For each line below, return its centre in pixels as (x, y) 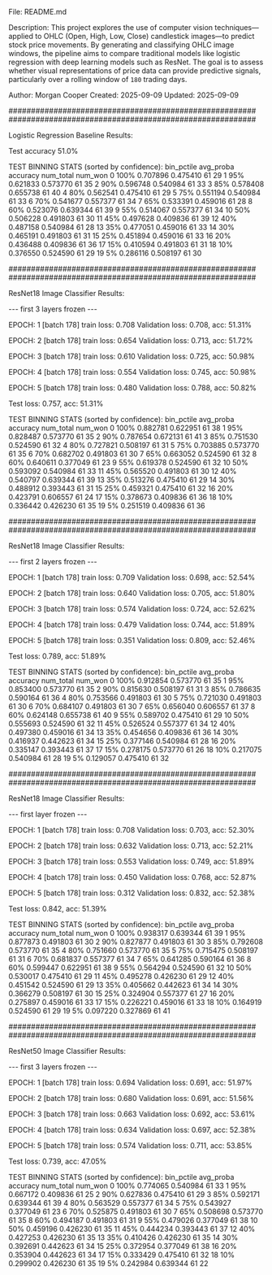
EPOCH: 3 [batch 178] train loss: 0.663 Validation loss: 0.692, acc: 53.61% (132, 1114)
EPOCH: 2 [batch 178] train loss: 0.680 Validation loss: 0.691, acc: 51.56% (131, 1098)
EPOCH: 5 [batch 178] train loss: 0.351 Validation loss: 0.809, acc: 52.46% (132, 640)
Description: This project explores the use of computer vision (111, 27)
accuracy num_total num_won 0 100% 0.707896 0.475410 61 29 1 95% (127, 175)
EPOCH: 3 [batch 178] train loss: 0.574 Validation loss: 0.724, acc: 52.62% (132, 609)
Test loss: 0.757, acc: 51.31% (56, 403)
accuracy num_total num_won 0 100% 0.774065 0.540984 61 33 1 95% (127, 1186)
